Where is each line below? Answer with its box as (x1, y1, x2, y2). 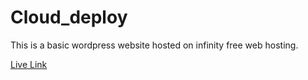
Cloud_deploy (10, 6, 128, 29)
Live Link (10, 58, 48, 70)
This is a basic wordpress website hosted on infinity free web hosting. (10, 39, 299, 51)
